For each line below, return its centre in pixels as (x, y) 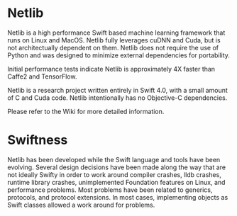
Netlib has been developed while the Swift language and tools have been (114, 159)
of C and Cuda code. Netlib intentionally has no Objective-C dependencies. (117, 98)
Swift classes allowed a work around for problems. (81, 205)
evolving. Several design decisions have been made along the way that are (116, 167)
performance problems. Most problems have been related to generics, (110, 190)
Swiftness (38, 140)
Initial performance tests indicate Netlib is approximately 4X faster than (111, 69)
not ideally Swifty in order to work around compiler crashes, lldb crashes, (114, 174)
